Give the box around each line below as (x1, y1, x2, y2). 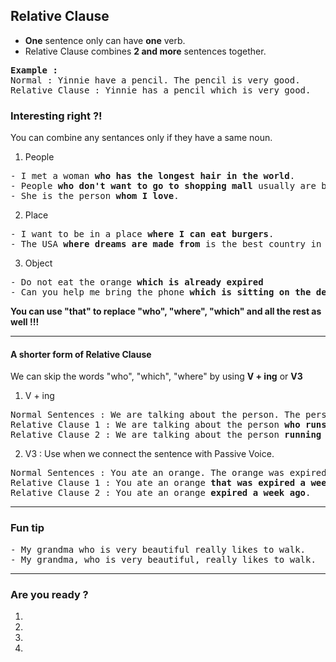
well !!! (10, 316, 40, 328)
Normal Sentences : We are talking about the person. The (10, 409, 301, 421)
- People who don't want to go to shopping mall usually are (10, 180, 317, 192)
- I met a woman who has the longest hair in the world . (10, 170, 296, 182)
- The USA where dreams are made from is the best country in (10, 239, 322, 250)
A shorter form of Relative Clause (10, 348, 152, 360)
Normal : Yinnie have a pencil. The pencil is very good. (10, 74, 301, 86)
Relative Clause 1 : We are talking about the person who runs (10, 419, 327, 431)
